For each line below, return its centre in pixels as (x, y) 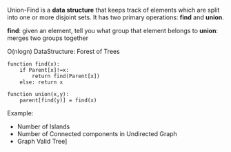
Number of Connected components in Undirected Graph (97, 134)
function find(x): (33, 64)
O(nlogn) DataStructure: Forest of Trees (64, 51)
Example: (20, 113)
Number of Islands (43, 126)
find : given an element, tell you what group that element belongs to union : (113, 31)
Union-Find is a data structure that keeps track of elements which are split (113, 10)
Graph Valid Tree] (42, 141)
